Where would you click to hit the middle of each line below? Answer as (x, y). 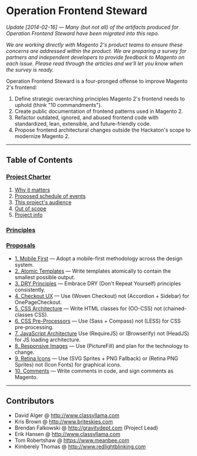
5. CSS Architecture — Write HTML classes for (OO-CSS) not (88, 308)
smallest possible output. (45, 277)
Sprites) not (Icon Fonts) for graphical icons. (68, 364)
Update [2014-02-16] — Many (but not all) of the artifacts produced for (92, 27)
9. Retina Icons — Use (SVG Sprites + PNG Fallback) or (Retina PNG (96, 358)
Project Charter (28, 177)
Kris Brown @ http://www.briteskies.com (64, 421)
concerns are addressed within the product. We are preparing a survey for (96, 51)
